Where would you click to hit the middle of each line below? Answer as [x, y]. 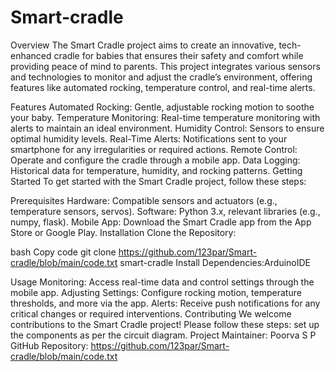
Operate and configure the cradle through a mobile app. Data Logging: [155, 160]
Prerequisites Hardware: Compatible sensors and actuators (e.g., [144, 200]
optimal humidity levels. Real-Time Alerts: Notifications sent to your [149, 138]
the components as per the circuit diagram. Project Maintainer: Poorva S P [163, 335]
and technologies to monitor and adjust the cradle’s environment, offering [161, 77]
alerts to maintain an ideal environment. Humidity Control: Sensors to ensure [167, 128]
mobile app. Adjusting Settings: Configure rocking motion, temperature [156, 292]
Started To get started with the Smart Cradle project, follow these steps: [158, 181]
